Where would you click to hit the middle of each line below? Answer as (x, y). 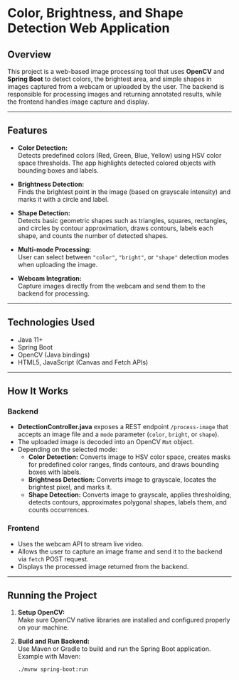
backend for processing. (54, 293)
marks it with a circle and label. (63, 199)
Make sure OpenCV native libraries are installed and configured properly (124, 620)
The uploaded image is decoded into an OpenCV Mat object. (106, 442)
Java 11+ (30, 340)
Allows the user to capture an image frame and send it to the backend (120, 551)
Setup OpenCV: (41, 612)
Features (27, 130)
